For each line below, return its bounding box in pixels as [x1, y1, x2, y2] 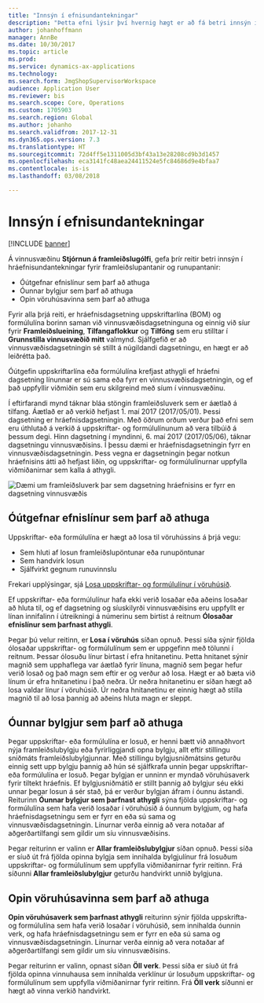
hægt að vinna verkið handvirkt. [8, 987, 112, 996]
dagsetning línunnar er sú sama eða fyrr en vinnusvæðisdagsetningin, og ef [8, 375, 253, 384]
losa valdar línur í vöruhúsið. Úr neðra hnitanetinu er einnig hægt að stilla [8, 685, 243, 694]
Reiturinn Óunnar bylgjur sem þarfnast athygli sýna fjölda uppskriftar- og [8, 795, 247, 805]
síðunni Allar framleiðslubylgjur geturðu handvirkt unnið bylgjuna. [8, 869, 223, 878]
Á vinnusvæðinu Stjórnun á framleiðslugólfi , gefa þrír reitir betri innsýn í [8, 254, 244, 263]
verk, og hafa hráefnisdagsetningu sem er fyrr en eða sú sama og [8, 929, 221, 939]
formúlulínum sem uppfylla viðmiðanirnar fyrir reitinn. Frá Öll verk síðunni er [8, 978, 254, 987]
